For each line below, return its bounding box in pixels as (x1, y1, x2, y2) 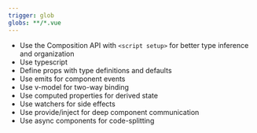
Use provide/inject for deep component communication (19, 107, 200, 116)
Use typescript (19, 57, 68, 67)
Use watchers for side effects (19, 99, 116, 109)
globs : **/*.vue (8, 19, 61, 27)
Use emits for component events (19, 74, 126, 83)
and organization (19, 49, 75, 58)
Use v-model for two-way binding (19, 82, 130, 91)
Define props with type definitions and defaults (19, 65, 172, 75)
